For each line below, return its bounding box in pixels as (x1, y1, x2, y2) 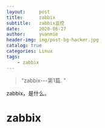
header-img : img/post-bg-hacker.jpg (6, 37, 99, 43)
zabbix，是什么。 (6, 89, 50, 97)
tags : (6, 54, 20, 60)
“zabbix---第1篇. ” (21, 77, 66, 84)
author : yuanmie (6, 31, 59, 37)
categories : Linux (6, 48, 53, 54)
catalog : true (6, 43, 42, 49)
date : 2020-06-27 (6, 25, 67, 32)
